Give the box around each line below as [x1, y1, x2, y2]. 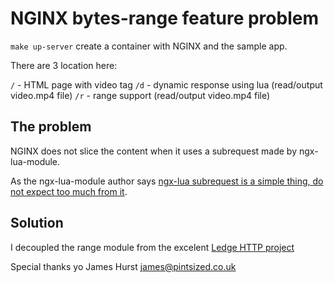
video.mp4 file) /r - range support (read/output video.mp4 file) [10, 89, 271, 101]
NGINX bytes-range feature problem [10, 7, 319, 30]
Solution [10, 215, 64, 232]
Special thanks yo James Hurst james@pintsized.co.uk [10, 260, 237, 272]
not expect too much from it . [10, 185, 128, 197]
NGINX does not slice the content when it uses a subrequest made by [10, 145, 298, 157]
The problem [10, 118, 92, 136]
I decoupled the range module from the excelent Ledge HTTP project [10, 241, 295, 253]
